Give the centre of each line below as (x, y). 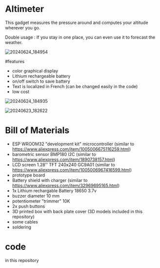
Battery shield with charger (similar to (50, 180)
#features (15, 61)
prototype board (29, 175)
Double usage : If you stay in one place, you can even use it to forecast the (80, 37)
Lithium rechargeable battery (41, 76)
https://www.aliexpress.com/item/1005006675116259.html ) (71, 149)
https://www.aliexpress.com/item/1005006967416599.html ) (72, 170)
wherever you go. (23, 27)
